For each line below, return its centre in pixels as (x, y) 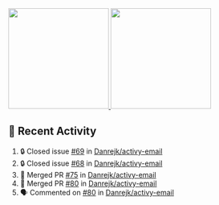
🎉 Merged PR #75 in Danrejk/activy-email (88, 174)
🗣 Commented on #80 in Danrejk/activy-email (97, 192)
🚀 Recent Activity (53, 131)
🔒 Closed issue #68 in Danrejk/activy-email (91, 163)
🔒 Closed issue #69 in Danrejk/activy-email (91, 151)
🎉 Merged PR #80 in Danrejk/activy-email (88, 183)
